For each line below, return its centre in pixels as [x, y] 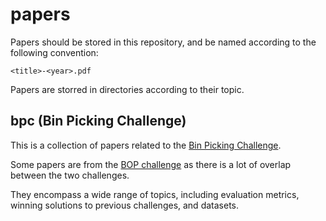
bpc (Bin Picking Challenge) [98, 121]
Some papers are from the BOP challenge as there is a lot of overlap [151, 164]
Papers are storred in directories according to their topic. [127, 89]
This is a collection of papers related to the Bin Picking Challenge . [146, 145]
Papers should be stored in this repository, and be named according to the [163, 42]
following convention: [54, 52]
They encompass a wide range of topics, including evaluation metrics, [155, 194]
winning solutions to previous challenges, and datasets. [124, 205]
